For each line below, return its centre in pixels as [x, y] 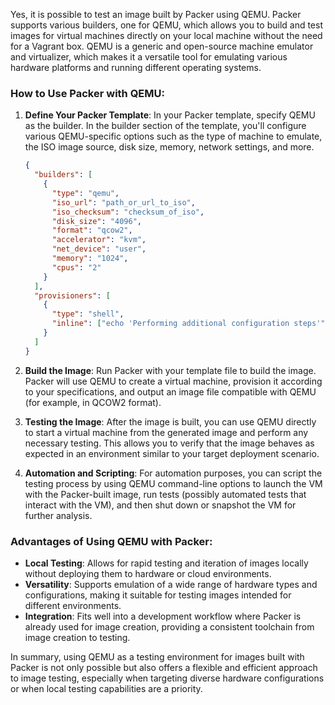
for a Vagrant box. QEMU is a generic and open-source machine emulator [162, 46]
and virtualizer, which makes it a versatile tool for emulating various [149, 57]
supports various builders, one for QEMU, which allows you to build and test [166, 25]
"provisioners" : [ [72, 295]
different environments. [73, 605]
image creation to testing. [77, 637]
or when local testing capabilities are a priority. [106, 688]
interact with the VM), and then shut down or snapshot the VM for [160, 505]
